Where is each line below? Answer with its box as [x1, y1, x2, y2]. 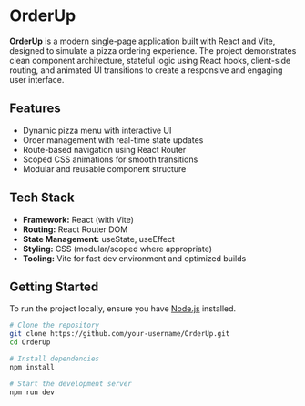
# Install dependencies [9, 354, 100, 363]
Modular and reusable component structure [22, 163, 187, 174]
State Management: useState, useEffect [22, 233, 176, 244]
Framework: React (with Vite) [22, 214, 135, 225]
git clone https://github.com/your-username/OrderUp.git [9, 330, 230, 339]
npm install [9, 362, 55, 371]
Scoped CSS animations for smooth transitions [22, 154, 198, 165]
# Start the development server [9, 379, 132, 388]
